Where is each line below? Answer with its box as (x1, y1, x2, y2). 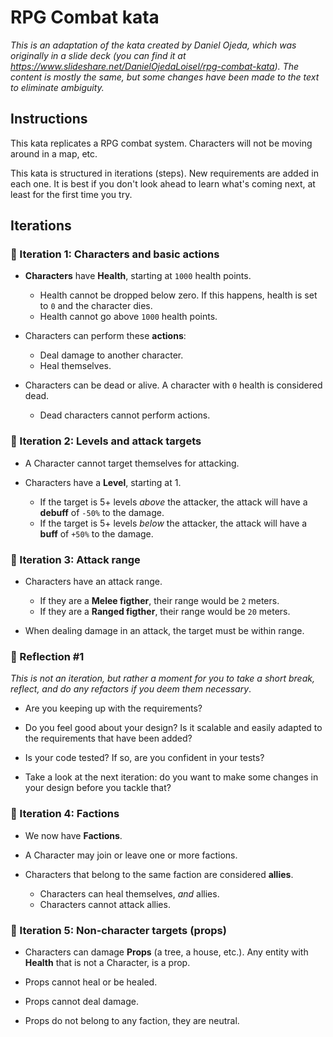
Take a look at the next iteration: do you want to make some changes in (24, 771, 319, 783)
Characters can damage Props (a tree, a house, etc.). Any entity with (24, 946, 309, 958)
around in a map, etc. (10, 147, 98, 160)
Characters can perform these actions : (24, 330, 187, 342)
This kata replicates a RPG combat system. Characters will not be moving (10, 137, 313, 149)
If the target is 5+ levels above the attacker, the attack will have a (39, 496, 308, 508)
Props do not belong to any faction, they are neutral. (24, 1014, 240, 1026)
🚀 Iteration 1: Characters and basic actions (10, 247, 220, 261)
